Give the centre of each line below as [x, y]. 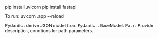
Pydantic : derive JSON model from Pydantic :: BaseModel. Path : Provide [79, 25]
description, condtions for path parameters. [49, 31]
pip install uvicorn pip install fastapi [41, 7]
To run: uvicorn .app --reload [35, 16]
